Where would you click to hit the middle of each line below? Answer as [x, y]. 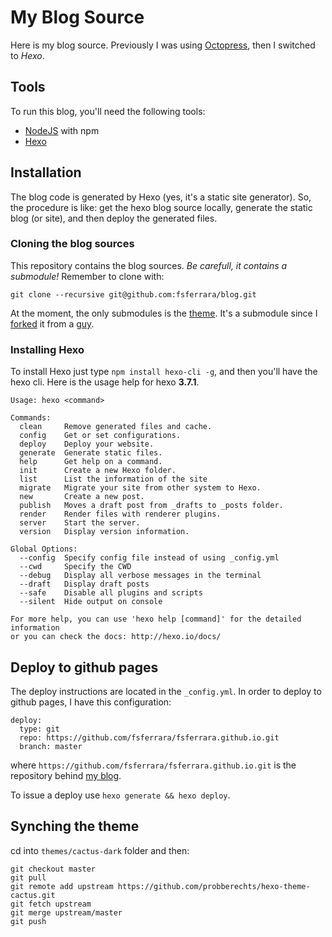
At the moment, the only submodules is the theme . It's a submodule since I [164, 313]
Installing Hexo [47, 349]
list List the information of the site [113, 479]
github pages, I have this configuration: [91, 702]
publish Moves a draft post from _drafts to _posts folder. [151, 506]
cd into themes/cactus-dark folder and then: [100, 850]
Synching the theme [75, 826]
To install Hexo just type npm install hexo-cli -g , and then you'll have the [164, 372]
